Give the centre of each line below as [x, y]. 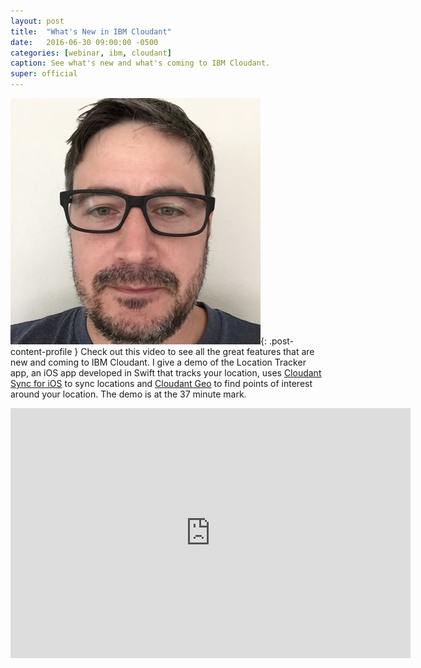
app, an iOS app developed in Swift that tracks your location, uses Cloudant [166, 373]
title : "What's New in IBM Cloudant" [91, 31]
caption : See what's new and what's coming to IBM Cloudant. [140, 63]
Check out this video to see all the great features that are [197, 351]
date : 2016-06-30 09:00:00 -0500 [84, 42]
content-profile [41, 351]
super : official [44, 74]
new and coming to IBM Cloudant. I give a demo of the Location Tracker [158, 362]
